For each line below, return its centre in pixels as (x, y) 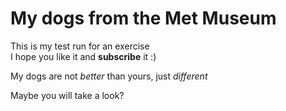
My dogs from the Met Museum (143, 18)
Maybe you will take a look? (67, 95)
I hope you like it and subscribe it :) (83, 56)
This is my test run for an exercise (80, 46)
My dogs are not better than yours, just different (109, 76)
